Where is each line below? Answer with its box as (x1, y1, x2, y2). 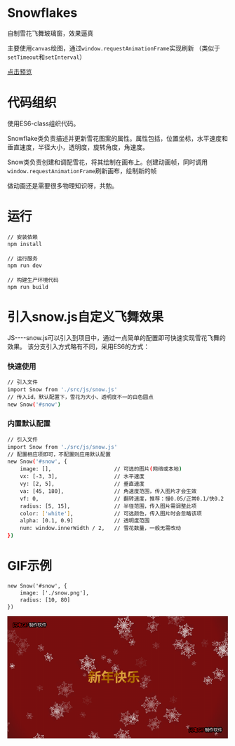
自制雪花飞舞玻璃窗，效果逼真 (7, 29, 93, 37)
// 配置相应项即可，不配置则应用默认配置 (7, 451, 111, 458)
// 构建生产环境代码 (7, 276, 59, 283)
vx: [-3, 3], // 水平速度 (20, 473, 145, 480)
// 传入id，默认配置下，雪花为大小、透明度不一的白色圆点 (7, 393, 154, 400)
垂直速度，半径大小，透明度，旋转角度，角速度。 (7, 142, 149, 151)
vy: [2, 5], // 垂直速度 (20, 480, 145, 488)
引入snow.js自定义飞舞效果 (7, 309, 164, 325)
